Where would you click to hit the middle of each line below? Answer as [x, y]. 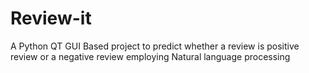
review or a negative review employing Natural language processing [150, 56]
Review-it [51, 18]
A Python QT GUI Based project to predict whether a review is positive [155, 46]
